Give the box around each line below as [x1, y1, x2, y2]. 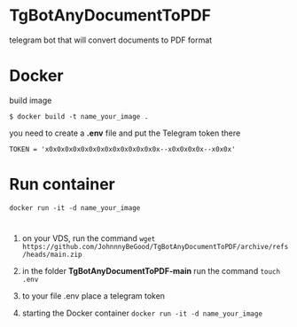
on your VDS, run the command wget [21, 233, 156, 244]
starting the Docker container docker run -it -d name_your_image [21, 308, 263, 318]
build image [9, 95, 52, 105]
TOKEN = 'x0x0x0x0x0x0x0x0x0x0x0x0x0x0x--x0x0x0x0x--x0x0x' [9, 144, 237, 153]
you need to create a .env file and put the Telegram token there [9, 128, 241, 138]
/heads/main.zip [21, 250, 82, 259]
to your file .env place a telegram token [21, 291, 166, 301]
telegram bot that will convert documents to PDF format [9, 35, 213, 45]
